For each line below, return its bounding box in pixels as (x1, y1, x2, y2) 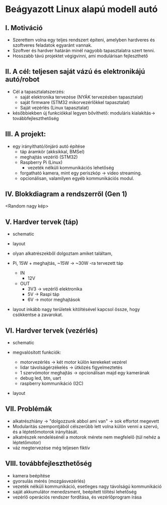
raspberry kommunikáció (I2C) (20, 380, 84, 386)
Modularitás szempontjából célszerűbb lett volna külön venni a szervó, (12, 423, 159, 429)
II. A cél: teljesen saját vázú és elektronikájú (5, 67, 145, 76)
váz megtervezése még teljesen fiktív (12, 445, 91, 451)
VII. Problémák (5, 405, 52, 413)
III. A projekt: (5, 130, 46, 139)
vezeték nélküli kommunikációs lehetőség (27, 164, 114, 170)
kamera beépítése (12, 472, 50, 478)
